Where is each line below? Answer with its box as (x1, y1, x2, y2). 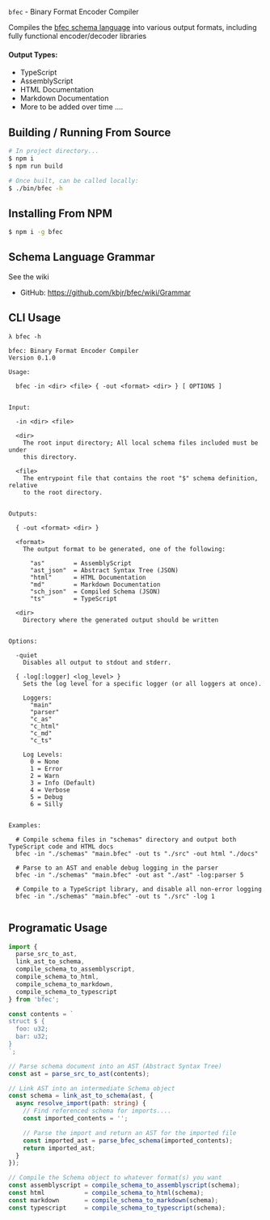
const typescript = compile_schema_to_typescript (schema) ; (8, 1204, 226, 1212)
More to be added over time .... (19, 102, 124, 112)
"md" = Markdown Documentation (29, 580, 161, 589)
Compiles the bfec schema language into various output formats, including (8, 23, 257, 32)
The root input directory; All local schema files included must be (23, 439, 259, 447)
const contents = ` (8, 1010, 74, 1018)
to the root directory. (23, 488, 103, 496)
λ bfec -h (8, 332, 42, 341)
